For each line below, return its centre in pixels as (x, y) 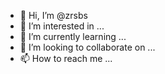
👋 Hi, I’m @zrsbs (53, 15)
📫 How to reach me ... (66, 58)
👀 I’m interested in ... (62, 26)
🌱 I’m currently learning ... (73, 36)
